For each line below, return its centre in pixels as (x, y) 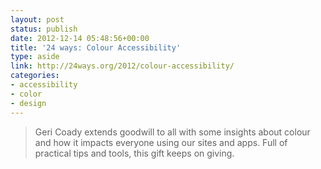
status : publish (44, 29)
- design (28, 103)
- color (26, 94)
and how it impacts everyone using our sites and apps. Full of (161, 142)
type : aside (35, 57)
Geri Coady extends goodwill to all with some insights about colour (172, 132)
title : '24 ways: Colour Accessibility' (96, 47)
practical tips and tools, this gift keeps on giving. (134, 153)
